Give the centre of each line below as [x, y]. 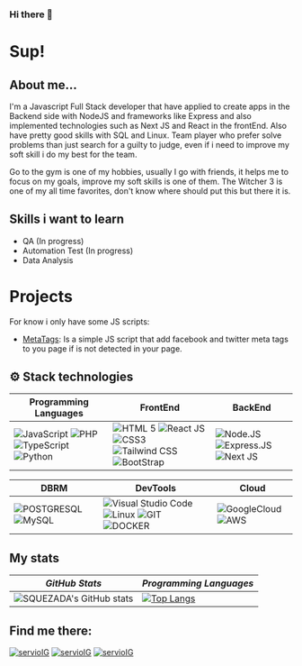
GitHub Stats [73, 583]
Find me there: [51, 630]
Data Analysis [48, 260]
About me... [44, 85]
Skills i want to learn [67, 219]
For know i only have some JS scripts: [80, 321]
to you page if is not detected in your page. [102, 348]
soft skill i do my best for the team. [73, 154]
